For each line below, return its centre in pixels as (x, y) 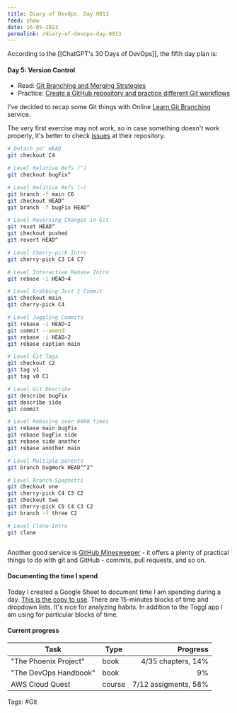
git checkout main (34, 298)
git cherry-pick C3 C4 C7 (45, 259)
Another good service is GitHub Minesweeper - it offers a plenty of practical (118, 552)
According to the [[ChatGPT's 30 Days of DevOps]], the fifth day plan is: (112, 54)
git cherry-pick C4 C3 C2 (45, 493)
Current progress (33, 631)
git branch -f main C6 (41, 194)
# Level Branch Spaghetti (45, 480)
